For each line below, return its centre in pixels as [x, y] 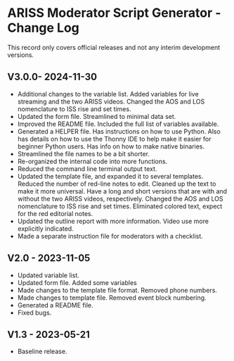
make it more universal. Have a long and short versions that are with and [122, 191]
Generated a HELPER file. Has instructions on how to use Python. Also [119, 131]
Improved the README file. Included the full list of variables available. [118, 124]
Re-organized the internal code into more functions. [92, 161]
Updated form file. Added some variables [77, 282]
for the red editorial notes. [55, 213]
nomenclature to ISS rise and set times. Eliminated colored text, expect [120, 206]
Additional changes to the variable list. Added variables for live [108, 94]
